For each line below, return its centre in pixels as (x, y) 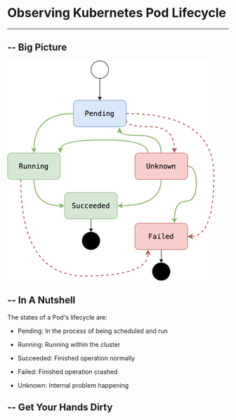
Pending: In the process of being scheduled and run (93, 331)
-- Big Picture (37, 47)
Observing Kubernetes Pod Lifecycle (117, 13)
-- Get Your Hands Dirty (60, 407)
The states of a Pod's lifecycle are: (57, 317)
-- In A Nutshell (41, 300)
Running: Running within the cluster (69, 344)
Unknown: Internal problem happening (73, 385)
